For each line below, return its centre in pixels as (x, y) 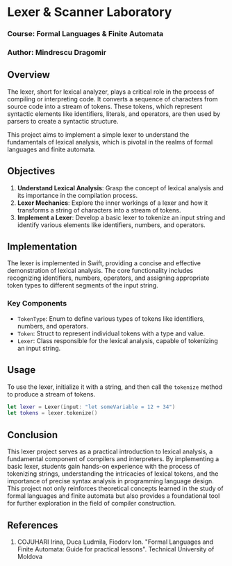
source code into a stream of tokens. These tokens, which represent (105, 106)
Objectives (31, 171)
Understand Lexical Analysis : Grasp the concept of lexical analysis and (120, 188)
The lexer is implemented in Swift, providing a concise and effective (104, 263)
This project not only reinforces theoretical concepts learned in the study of (115, 489)
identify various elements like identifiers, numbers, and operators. (111, 225)
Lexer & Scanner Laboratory (90, 12)
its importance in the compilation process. (77, 195)
